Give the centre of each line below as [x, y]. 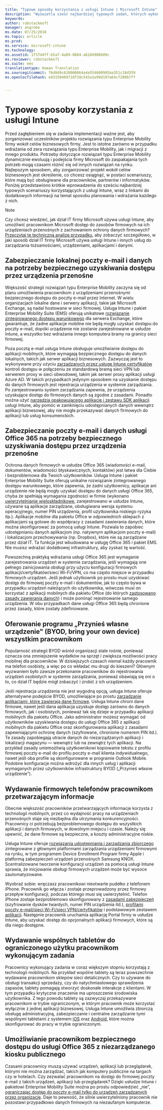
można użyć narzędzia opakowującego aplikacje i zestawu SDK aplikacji [77, 400]
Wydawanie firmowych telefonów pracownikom [79, 789]
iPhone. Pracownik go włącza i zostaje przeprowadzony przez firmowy [76, 889]
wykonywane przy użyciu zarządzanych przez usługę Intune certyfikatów [79, 364]
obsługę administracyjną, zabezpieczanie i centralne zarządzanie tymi [75, 1013]
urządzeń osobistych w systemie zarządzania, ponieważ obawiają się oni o [80, 677]
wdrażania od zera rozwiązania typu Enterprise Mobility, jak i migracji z [76, 149]
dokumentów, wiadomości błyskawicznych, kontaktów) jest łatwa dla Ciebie [81, 470]
